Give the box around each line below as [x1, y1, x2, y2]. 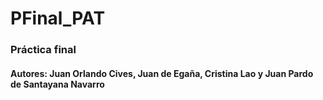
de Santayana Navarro [10, 78, 105, 90]
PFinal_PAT [10, 7, 106, 30]
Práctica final [10, 43, 77, 57]
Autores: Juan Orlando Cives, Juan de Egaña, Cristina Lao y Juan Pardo [10, 67, 314, 79]
